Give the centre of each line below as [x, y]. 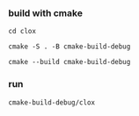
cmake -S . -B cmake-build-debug [69, 47]
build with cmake [45, 13]
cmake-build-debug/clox [52, 102]
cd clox [22, 32]
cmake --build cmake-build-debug [69, 62]
